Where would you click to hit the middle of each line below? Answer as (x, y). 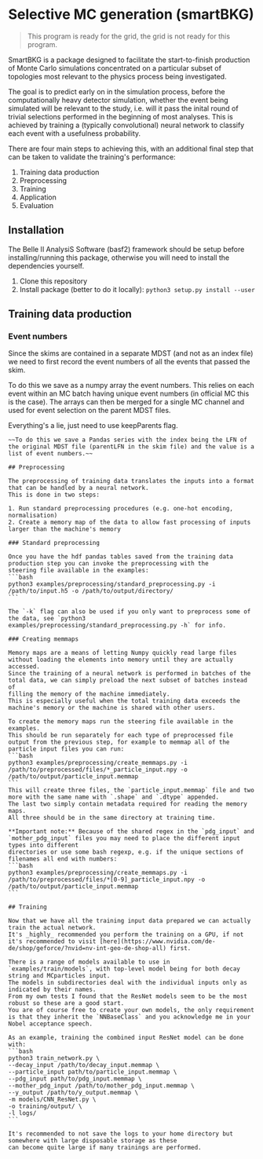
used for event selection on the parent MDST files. (89, 411)
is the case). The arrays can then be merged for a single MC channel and (126, 402)
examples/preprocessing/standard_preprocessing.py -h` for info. (117, 626)
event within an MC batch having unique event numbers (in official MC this (129, 393)
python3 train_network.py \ (54, 1058)
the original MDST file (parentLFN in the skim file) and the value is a (131, 447)
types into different (44, 846)
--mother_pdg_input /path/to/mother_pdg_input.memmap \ (101, 1086)
